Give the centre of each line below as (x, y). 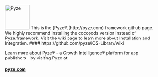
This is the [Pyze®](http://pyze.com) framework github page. (92, 28)
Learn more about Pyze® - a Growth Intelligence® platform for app (72, 53)
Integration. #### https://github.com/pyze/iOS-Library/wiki (65, 43)
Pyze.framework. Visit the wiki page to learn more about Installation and (78, 38)
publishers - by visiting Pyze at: (37, 58)
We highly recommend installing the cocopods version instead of (70, 33)
